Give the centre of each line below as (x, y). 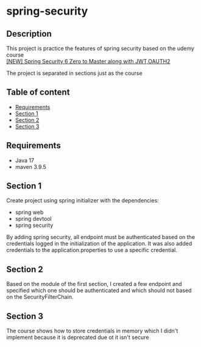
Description (29, 34)
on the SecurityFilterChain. (40, 297)
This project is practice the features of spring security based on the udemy (100, 48)
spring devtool (33, 219)
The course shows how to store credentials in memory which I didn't (92, 331)
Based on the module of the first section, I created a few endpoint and (94, 284)
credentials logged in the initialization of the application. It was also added (99, 244)
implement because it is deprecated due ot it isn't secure (78, 337)
